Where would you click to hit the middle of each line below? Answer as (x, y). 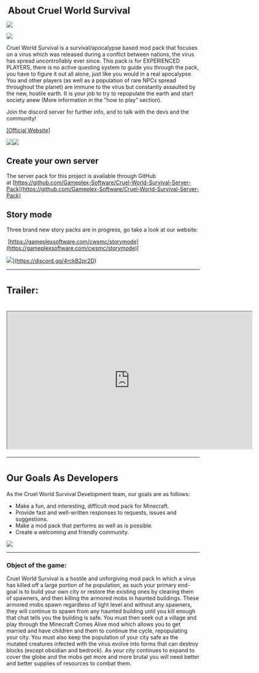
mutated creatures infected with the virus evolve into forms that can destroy (102, 644)
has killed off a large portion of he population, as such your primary (91, 585)
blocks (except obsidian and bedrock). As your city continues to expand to (101, 650)
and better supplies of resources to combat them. (69, 663)
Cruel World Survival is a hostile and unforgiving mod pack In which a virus (101, 578)
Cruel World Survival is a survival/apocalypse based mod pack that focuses (102, 48)
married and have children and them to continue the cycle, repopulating (97, 631)
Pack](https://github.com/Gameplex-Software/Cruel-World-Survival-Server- (103, 189)
